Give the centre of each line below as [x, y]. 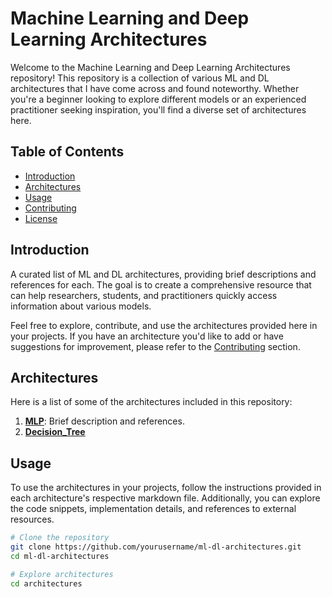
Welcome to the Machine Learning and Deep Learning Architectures [150, 67]
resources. [32, 519]
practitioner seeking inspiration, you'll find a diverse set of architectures [158, 109]
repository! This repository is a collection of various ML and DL [140, 78]
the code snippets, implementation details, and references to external [153, 509]
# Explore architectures [62, 574]
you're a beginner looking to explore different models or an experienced [158, 99]
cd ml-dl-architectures [60, 556]
